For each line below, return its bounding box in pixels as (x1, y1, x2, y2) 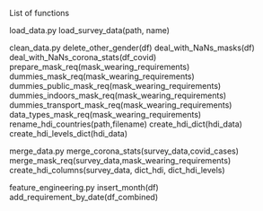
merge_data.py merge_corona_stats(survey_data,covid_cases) (9, 145, 240, 156)
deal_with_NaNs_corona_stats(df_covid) (9, 52, 157, 62)
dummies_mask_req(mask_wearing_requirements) (9, 71, 195, 82)
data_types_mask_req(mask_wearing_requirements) (9, 110, 202, 119)
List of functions (9, 8, 70, 18)
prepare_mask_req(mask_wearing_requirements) (9, 62, 190, 72)
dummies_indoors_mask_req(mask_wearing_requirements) (9, 90, 227, 101)
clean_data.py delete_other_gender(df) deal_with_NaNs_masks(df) (9, 42, 256, 53)
